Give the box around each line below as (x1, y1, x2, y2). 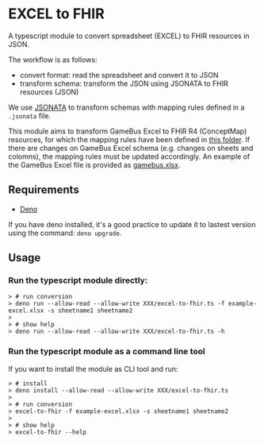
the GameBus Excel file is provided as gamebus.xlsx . (8, 160, 181, 169)
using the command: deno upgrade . (8, 228, 122, 237)
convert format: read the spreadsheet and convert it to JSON (19, 70, 220, 79)
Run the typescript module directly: (8, 275, 148, 286)
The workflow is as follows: (8, 55, 98, 64)
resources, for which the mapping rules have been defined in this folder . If (8, 134, 251, 144)
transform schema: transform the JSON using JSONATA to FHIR (19, 79, 228, 88)
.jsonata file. (8, 110, 52, 120)
